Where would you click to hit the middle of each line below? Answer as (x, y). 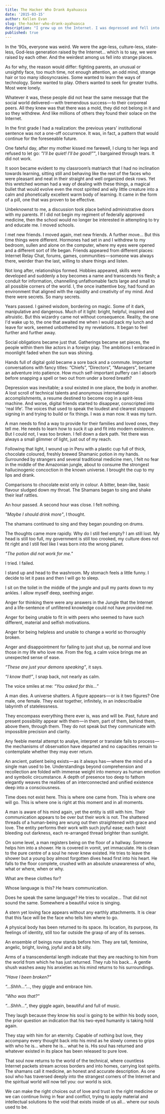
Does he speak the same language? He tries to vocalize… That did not (76, 897)
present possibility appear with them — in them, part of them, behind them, (81, 721)
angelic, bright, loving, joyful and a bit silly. (49, 947)
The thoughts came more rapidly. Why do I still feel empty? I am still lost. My (82, 534)
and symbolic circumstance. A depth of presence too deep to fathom (75, 777)
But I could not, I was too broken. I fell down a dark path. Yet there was (77, 434)
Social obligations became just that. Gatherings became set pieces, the (77, 342)
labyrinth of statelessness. (32, 706)
